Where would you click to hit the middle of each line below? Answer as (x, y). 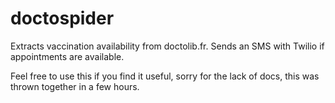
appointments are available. (67, 56)
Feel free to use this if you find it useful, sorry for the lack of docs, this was (165, 76)
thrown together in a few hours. (75, 86)
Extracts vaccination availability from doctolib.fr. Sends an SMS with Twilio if (167, 46)
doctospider (62, 18)
